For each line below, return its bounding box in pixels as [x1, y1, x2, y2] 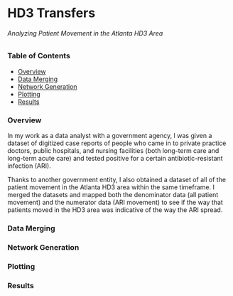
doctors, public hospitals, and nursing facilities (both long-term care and [7, 147, 220, 155]
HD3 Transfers [7, 5, 96, 21]
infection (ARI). [7, 162, 51, 170]
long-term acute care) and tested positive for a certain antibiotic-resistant [7, 154, 223, 163]
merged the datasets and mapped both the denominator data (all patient [7, 191, 219, 199]
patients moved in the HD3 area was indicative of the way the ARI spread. [7, 206, 223, 214]
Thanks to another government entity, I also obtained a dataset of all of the [7, 176, 226, 184]
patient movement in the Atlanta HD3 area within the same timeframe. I [7, 183, 215, 191]
